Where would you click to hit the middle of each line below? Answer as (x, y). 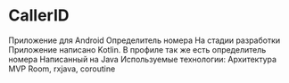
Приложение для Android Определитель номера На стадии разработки (144, 40)
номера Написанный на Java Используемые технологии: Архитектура (143, 59)
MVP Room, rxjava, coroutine (62, 69)
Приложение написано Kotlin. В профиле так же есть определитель (137, 49)
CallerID (39, 16)
